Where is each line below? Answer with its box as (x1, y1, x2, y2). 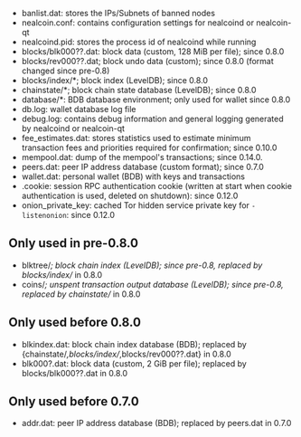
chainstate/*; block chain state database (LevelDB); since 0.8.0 (21, 85, 257, 95)
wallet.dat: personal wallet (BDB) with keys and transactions (21, 171, 246, 182)
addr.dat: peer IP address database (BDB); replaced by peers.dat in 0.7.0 (21, 418, 292, 429)
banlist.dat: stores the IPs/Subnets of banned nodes (21, 8, 216, 18)
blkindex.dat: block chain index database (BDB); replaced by (21, 338, 248, 349)
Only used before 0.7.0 (8, 394, 139, 410)
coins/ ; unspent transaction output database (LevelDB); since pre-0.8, (21, 279, 284, 290)
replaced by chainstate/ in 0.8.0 (21, 289, 141, 299)
